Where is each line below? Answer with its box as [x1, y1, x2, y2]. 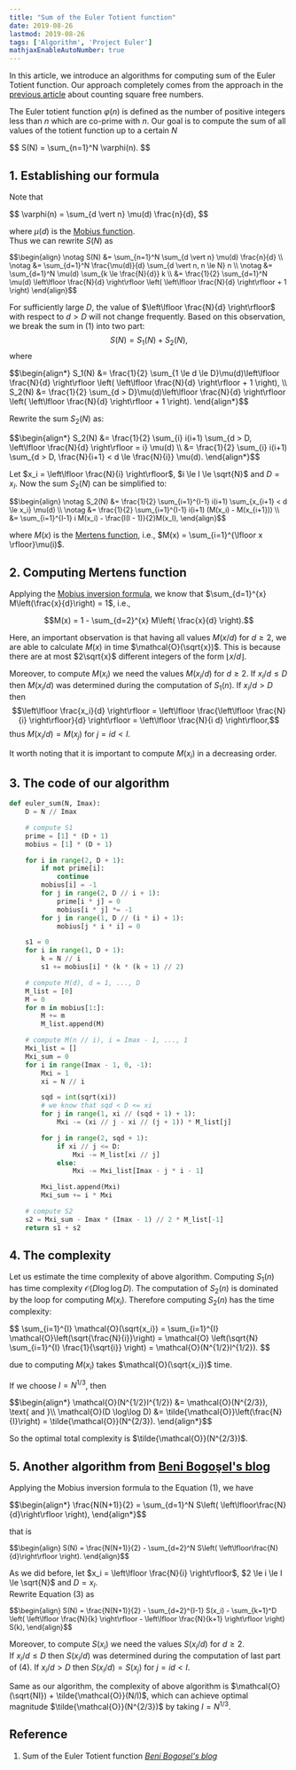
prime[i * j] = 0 [56, 897, 121, 905]
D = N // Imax [25, 808, 77, 817]
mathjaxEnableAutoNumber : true [9, 46, 125, 55]
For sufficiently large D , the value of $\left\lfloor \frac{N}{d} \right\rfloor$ [9, 302, 277, 312]
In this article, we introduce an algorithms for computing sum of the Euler [9, 70, 277, 81]
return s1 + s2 [25, 1223, 82, 1233]
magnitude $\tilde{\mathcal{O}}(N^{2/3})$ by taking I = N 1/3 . [9, 1700, 231, 1711]
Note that [9, 192, 43, 202]
